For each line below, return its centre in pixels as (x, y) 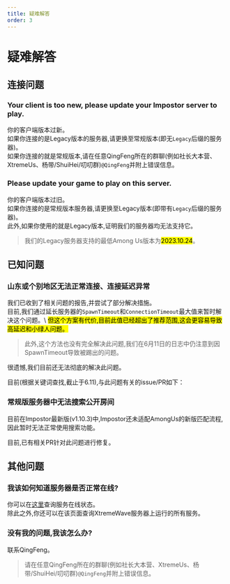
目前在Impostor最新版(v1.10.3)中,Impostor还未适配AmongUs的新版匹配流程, (115, 418)
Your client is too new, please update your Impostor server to (112, 105)
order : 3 (20, 20)
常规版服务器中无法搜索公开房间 (61, 402)
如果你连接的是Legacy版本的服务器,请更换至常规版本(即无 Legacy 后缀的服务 (115, 139)
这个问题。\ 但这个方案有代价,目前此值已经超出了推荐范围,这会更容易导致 (118, 320)
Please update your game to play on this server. (90, 184)
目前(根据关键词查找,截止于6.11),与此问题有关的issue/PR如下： (96, 382)
